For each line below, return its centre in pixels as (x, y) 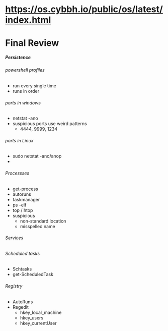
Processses (17, 173)
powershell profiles (25, 70)
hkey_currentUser (38, 323)
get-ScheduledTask (33, 274)
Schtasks (22, 269)
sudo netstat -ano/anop (37, 156)
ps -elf (19, 205)
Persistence (18, 57)
